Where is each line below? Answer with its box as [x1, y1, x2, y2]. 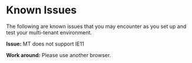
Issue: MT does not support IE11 [6, 40, 84, 47]
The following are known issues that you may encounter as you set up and [6, 23, 187, 30]
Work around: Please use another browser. [6, 51, 111, 58]
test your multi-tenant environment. [6, 29, 92, 36]
